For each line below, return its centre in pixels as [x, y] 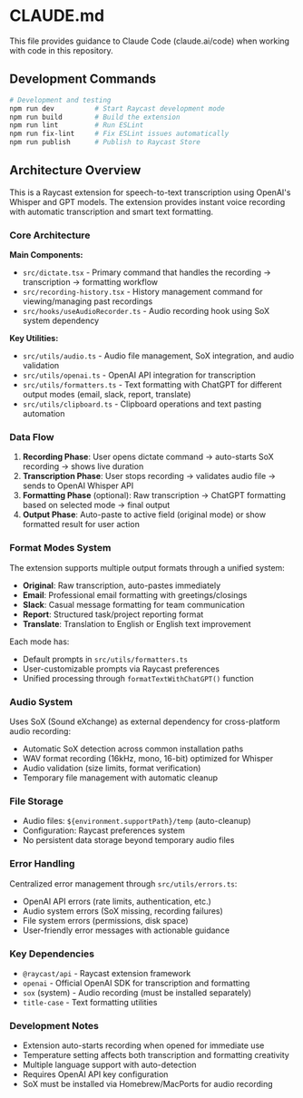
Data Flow [32, 437]
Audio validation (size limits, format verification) [112, 768]
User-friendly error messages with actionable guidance [126, 930]
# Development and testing [60, 100]
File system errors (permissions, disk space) [105, 920]
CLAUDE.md [57, 16]
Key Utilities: [34, 338]
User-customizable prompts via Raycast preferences [121, 669]
